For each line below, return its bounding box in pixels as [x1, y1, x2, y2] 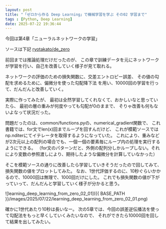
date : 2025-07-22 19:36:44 [5, 21, 61, 26]
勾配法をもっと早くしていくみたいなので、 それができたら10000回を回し [9, 212, 159, 218]
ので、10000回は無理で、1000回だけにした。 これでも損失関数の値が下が [9, 174, 160, 180]
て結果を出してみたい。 [5, 218, 53, 225]
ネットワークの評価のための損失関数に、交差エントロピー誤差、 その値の [5, 73, 155, 80]
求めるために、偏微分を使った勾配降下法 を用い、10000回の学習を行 [13, 80, 155, 86]
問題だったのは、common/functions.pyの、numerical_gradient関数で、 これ [5, 120, 161, 126]
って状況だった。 [18, 109, 53, 115]
